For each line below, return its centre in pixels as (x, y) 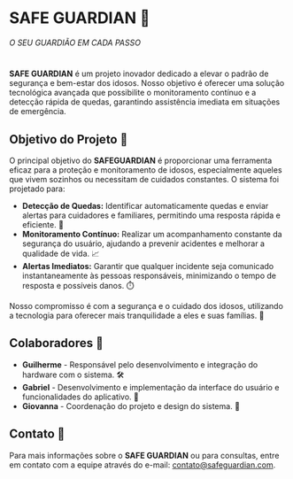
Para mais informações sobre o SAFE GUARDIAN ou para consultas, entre (144, 455)
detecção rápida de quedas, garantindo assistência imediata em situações (145, 102)
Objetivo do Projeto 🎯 (69, 139)
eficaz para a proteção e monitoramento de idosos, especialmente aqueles (146, 170)
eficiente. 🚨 (43, 224)
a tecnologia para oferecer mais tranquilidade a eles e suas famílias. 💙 (137, 315)
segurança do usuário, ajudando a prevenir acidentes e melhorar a (143, 243)
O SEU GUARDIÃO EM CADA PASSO (75, 42)
